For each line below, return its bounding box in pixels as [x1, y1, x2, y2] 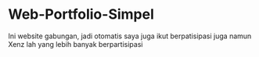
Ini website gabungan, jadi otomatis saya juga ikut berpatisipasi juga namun [8, 31, 252, 41]
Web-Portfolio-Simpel [8, 5, 155, 23]
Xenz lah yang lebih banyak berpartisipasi [8, 39, 143, 48]
